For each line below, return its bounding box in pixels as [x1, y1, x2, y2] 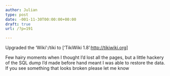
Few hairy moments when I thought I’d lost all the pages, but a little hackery [5, 54, 164, 61]
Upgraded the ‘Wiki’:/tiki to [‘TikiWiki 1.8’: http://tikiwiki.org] [5, 45, 129, 51]
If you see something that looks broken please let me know [5, 65, 129, 71]
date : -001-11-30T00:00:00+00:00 [5, 17, 77, 22]
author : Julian [5, 7, 38, 13]
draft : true [5, 21, 31, 27]
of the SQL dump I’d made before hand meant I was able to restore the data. [5, 60, 165, 66]
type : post [5, 12, 29, 17]
